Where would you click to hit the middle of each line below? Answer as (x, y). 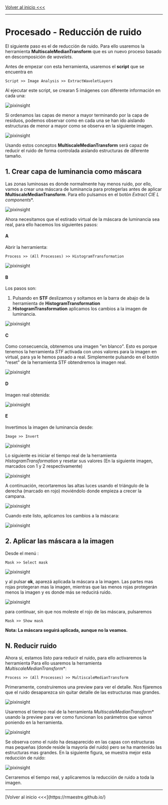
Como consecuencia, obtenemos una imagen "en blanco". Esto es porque (81, 346)
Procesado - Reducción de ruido (73, 32)
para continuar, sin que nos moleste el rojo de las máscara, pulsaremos (78, 611)
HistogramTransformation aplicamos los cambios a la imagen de (80, 309)
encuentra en (19, 72)
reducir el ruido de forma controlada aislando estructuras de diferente (77, 151)
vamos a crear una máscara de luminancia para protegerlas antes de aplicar (83, 189)
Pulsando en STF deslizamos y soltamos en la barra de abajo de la (81, 298)
